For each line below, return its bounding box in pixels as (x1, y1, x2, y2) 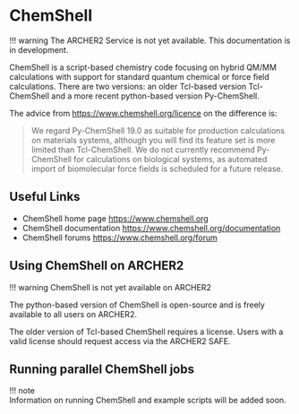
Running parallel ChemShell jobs (9, 361, 195, 376)
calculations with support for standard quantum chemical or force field (9, 71, 270, 82)
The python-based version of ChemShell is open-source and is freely (9, 299, 266, 310)
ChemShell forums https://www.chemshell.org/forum (21, 232, 218, 243)
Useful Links (9, 189, 81, 204)
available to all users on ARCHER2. (9, 308, 137, 319)
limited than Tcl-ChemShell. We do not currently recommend (30, 144, 255, 155)
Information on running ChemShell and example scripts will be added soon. (9, 395, 286, 406)
